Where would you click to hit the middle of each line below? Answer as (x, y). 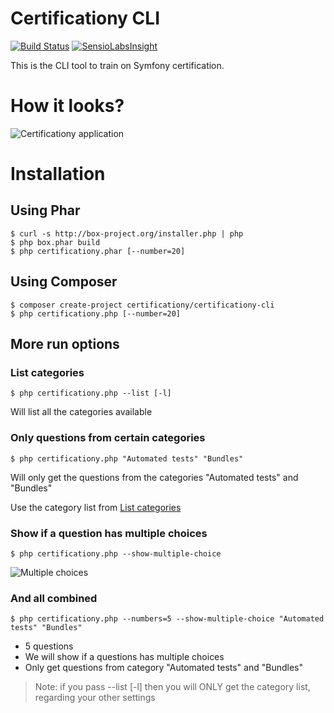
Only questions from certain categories (108, 438)
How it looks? (67, 106)
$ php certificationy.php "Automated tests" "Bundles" (127, 458)
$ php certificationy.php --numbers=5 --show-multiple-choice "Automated (167, 619)
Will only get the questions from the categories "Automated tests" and (154, 477)
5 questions (49, 646)
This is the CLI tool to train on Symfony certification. (117, 65)
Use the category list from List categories (96, 507)
